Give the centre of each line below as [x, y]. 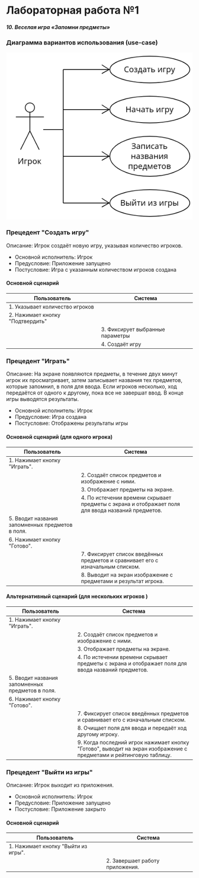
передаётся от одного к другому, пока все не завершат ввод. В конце [95, 393]
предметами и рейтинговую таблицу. [124, 755]
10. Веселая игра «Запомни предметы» [58, 27]
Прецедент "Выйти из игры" [49, 772]
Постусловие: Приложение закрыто [60, 809]
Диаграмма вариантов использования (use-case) [82, 43]
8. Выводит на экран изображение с [127, 575]
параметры [115, 336]
